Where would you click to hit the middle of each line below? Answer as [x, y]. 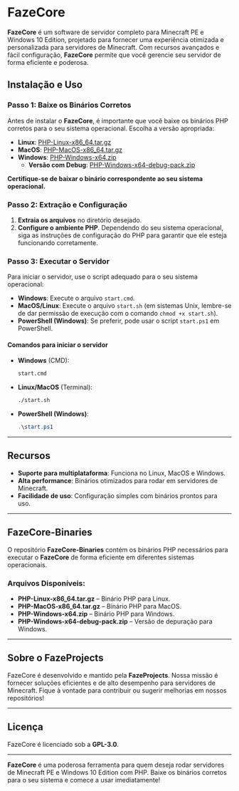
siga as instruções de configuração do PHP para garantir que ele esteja [122, 235]
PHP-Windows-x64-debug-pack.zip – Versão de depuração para [115, 621]
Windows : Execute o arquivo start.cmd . [76, 298]
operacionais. [27, 564]
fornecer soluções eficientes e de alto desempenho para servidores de [111, 683]
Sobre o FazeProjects [55, 658]
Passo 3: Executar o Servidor [59, 261]
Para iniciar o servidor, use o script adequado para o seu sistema [102, 277]
